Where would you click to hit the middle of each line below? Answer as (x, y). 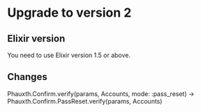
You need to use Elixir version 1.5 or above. (69, 55)
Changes (27, 77)
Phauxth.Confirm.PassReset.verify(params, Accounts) (85, 101)
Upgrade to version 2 (69, 13)
